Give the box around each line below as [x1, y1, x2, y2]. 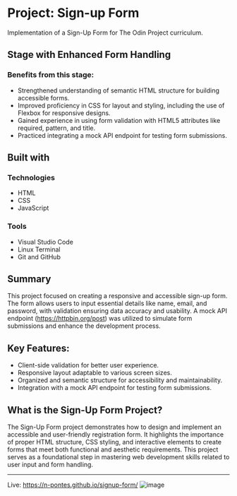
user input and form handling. [7, 461, 94, 469]
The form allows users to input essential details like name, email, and [7, 299, 207, 308]
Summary [7, 273, 51, 285]
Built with [7, 152, 50, 164]
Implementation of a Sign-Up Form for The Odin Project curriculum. [7, 28, 203, 37]
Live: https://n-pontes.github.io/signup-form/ [7, 480, 138, 489]
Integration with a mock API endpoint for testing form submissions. [17, 384, 212, 392]
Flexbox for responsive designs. [17, 108, 111, 117]
